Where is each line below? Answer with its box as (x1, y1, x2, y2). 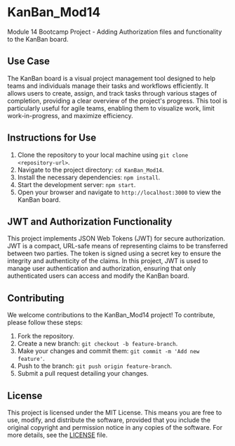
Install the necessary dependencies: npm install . (17, 173, 161, 181)
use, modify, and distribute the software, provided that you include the (7, 416, 211, 424)
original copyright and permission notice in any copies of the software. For (7, 423, 223, 431)
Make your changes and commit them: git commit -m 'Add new (17, 347, 200, 355)
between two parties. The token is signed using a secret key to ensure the (7, 249, 222, 257)
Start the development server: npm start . (17, 180, 136, 189)
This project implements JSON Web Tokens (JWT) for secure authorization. (7, 234, 226, 243)
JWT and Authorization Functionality (7, 215, 173, 227)
